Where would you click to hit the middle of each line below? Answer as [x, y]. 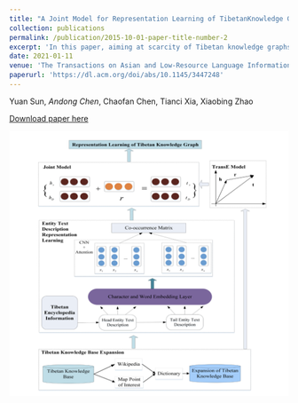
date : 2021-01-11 [41, 56]
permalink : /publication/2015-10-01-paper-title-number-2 [118, 37]
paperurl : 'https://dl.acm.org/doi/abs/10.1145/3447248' [117, 75]
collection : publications [57, 28]
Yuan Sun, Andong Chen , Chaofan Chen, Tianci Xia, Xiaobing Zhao [132, 101]
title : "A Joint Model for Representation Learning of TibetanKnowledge [146, 19]
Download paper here [49, 118]
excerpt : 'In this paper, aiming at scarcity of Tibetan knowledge [137, 47]
